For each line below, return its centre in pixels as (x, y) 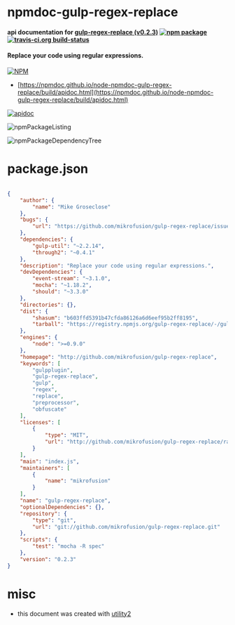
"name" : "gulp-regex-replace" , (65, 501)
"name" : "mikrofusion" (78, 481)
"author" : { (37, 200)
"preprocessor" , (56, 402)
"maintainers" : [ (45, 468)
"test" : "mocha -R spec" (69, 546)
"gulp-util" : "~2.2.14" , (69, 246)
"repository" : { (44, 513)
